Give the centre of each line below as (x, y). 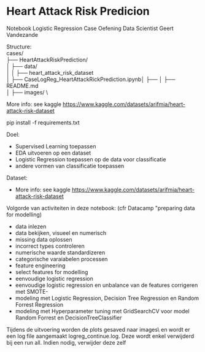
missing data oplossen (44, 239)
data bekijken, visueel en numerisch (61, 233)
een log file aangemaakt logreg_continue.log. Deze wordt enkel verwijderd (100, 336)
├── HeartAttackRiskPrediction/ (47, 59)
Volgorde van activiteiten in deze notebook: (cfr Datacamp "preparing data (101, 208)
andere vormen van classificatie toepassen (70, 166)
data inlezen (31, 226)
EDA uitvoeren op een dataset (53, 153)
